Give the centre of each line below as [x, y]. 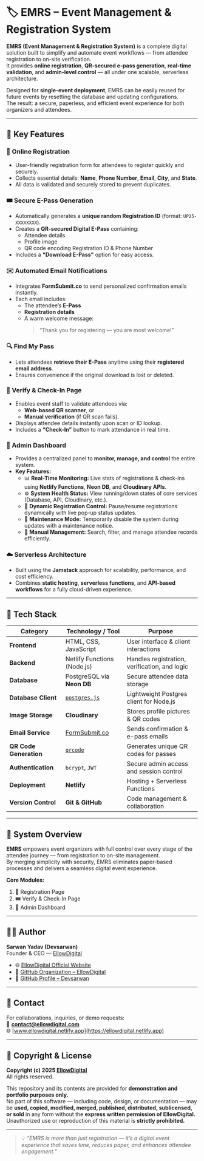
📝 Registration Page [40, 892]
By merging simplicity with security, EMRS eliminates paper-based [89, 862]
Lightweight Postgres [157, 694]
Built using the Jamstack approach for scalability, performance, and [100, 570]
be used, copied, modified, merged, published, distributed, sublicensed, [99, 1108]
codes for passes [151, 754]
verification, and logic [157, 667]
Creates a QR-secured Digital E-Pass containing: [77, 228]
